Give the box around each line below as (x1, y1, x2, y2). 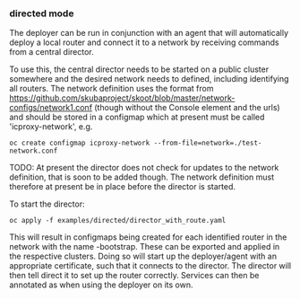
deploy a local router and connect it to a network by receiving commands (9, 37, 279, 48)
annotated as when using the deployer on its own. (9, 279, 193, 290)
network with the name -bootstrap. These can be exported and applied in (9, 242, 280, 252)
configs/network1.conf (9, 102, 92, 113)
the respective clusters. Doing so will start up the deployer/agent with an (9, 251, 278, 262)
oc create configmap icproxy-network (9, 138, 150, 148)
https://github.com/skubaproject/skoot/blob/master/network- (9, 92, 236, 103)
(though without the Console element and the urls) (93, 102, 280, 113)
